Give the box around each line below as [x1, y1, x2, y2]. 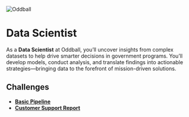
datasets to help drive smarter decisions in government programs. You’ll [6, 52, 183, 59]
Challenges [6, 82, 49, 92]
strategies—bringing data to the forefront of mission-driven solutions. [6, 65, 177, 72]
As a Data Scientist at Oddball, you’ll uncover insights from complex [6, 46, 174, 53]
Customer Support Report [14, 104, 80, 111]
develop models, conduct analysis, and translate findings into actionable [6, 58, 183, 65]
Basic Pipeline [14, 98, 51, 105]
